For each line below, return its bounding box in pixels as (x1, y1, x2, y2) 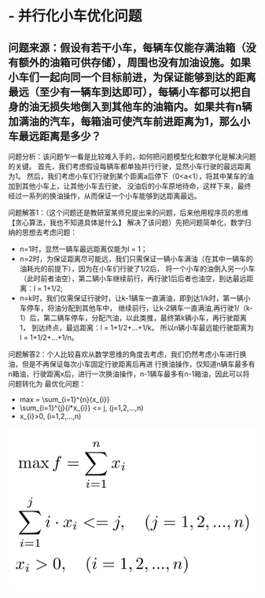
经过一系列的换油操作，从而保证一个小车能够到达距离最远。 (8, 191, 201, 201)
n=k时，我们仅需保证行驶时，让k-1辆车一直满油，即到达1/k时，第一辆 (19, 293, 244, 303)
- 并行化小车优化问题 (8, 7, 142, 25)
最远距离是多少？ (18, 129, 101, 142)
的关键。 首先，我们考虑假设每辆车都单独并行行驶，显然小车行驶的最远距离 (8, 162, 252, 171)
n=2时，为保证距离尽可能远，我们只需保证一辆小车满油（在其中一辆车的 (19, 254, 253, 264)
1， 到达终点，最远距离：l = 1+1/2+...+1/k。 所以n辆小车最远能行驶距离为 (19, 323, 254, 332)
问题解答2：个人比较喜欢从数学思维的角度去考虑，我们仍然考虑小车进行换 (8, 349, 247, 359)
